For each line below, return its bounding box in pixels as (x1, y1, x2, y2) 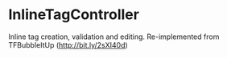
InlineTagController (8, 6, 139, 24)
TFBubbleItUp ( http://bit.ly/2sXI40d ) (8, 40, 129, 49)
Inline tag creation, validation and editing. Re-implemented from (8, 32, 220, 41)
